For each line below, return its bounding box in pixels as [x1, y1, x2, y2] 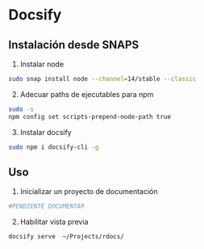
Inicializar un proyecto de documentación [19, 187, 158, 196]
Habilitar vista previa [19, 217, 89, 227]
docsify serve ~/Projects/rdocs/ [8, 233, 125, 241]
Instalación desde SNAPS [8, 38, 139, 52]
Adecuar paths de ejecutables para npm [19, 89, 154, 99]
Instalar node [19, 59, 65, 69]
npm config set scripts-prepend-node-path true [8, 112, 172, 120]
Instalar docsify [19, 127, 72, 137]
